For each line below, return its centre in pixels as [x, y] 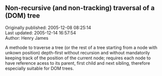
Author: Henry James [27, 38]
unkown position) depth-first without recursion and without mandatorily [78, 52]
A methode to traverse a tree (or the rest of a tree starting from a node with [81, 47]
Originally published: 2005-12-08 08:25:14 [48, 27]
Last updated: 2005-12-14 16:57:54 [41, 33]
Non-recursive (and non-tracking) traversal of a [80, 8]
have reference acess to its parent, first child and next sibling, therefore [78, 63]
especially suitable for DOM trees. [39, 68]
